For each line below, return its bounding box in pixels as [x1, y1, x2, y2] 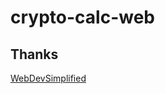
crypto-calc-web [10, 6, 155, 29]
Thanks [10, 46, 59, 63]
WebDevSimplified [10, 72, 87, 84]
